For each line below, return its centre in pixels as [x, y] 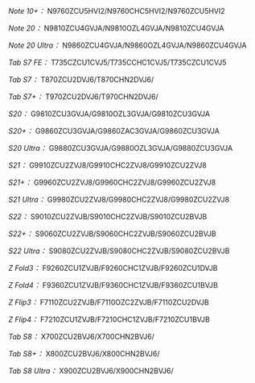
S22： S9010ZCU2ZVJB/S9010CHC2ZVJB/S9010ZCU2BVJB [108, 216]
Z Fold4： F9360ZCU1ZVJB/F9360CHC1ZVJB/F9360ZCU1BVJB [113, 285]
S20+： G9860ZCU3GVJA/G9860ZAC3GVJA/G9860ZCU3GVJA [114, 131]
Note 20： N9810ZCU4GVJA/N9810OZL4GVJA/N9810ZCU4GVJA [116, 28]
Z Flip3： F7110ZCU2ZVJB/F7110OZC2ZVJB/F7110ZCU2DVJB [109, 302]
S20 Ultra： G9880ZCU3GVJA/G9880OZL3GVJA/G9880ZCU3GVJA [121, 148]
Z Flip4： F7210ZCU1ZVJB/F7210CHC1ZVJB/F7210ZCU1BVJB [109, 319]
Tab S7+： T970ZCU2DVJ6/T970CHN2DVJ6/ [83, 97]
